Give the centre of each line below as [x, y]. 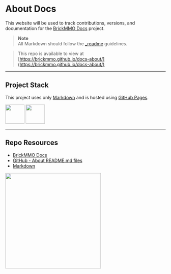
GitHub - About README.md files [47, 160]
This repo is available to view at [51, 53]
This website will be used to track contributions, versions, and [70, 23]
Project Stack [27, 85]
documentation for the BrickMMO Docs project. [55, 28]
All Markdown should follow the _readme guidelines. [73, 43]
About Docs [31, 9]
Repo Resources [32, 143]
